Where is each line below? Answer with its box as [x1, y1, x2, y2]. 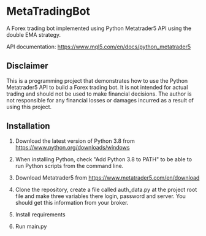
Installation [6, 121, 50, 131]
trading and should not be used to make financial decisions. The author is [6, 90, 192, 97]
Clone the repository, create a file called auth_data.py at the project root [15, 186, 197, 193]
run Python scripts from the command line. [15, 162, 124, 169]
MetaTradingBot [6, 4, 91, 18]
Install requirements [15, 210, 66, 218]
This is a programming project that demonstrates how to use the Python [6, 77, 188, 84]
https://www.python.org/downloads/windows [15, 143, 130, 151]
